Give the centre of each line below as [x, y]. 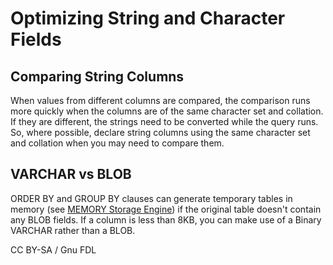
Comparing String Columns [97, 76]
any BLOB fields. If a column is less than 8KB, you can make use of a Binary [166, 219]
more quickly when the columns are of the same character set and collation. [167, 111]
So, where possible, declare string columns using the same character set [160, 132]
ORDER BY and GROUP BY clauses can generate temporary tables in [151, 198]
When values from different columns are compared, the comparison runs [160, 100]
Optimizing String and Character [148, 18]
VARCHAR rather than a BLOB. [73, 230]
